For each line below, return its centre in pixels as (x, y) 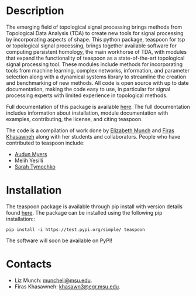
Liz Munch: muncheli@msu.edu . (53, 280)
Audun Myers (31, 154)
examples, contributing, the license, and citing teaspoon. (74, 119)
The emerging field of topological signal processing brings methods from (94, 27)
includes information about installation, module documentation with (87, 113)
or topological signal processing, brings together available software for (92, 46)
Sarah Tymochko (35, 166)
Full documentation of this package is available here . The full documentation (98, 106)
